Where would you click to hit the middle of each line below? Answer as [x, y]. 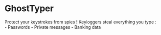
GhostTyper [29, 9]
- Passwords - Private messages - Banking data [53, 27]
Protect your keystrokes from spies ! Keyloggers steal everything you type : [80, 22]
